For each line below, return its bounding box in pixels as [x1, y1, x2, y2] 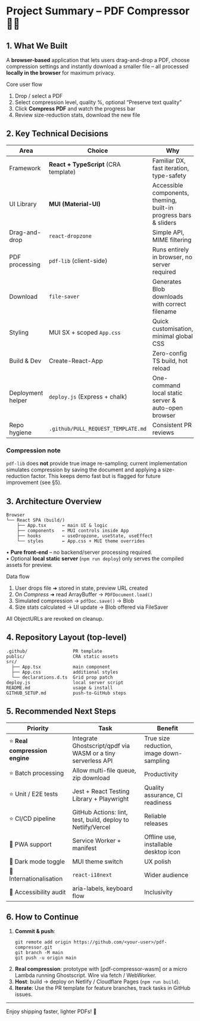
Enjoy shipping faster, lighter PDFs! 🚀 [6, 1008, 97, 1015]
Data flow [6, 572, 30, 580]
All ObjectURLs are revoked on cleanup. [6, 615, 104, 622]
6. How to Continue [6, 912, 79, 922]
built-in [152, 203, 174, 211]
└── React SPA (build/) [6, 517, 65, 523]
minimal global [152, 332, 193, 340]
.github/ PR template [6, 648, 102, 654]
